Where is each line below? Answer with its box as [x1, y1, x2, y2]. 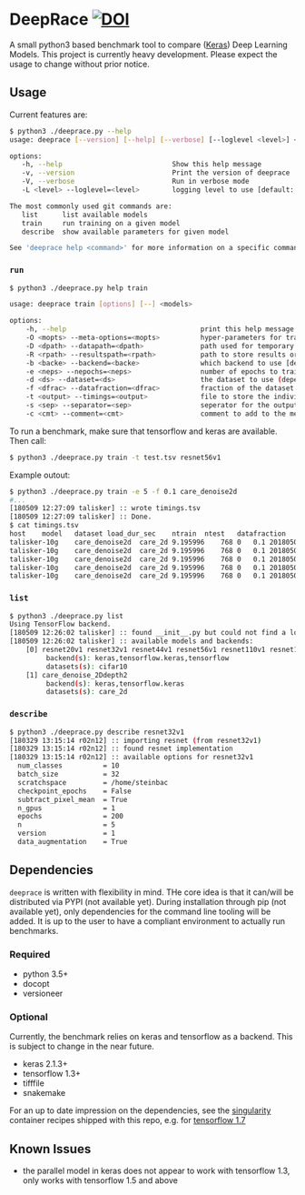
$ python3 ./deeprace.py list [9, 611, 124, 620]
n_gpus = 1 [17, 803, 116, 813]
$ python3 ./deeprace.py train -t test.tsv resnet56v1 [9, 453, 221, 462]
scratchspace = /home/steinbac [17, 778, 169, 787]
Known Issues [9, 1141, 92, 1157]
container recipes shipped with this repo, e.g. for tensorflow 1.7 [9, 1115, 246, 1126]
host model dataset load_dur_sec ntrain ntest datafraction [9, 529, 286, 538]
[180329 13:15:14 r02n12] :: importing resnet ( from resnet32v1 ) [9, 736, 261, 745]
